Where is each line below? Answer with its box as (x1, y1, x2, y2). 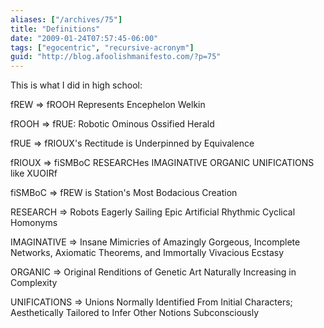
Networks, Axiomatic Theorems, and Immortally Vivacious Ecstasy (10, 247, 285, 259)
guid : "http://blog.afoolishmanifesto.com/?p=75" (10, 52, 222, 62)
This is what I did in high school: (10, 79, 143, 91)
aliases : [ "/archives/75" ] (10, 14, 123, 25)
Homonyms (10, 217, 58, 229)
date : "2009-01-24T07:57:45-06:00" (10, 33, 159, 43)
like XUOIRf (10, 167, 58, 180)
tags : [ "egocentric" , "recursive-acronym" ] (10, 42, 195, 53)
